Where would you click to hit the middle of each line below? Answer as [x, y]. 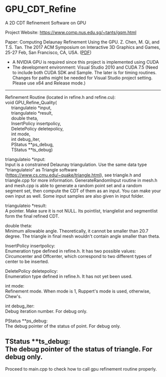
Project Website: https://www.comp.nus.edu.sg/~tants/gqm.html [71, 32]
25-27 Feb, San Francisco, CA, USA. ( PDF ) [48, 52]
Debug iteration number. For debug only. [46, 311]
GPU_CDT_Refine [41, 9]
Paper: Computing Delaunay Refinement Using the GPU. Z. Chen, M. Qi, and [82, 42]
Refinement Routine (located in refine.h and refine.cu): [61, 97]
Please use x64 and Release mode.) [49, 83]
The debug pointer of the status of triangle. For [79, 349]
